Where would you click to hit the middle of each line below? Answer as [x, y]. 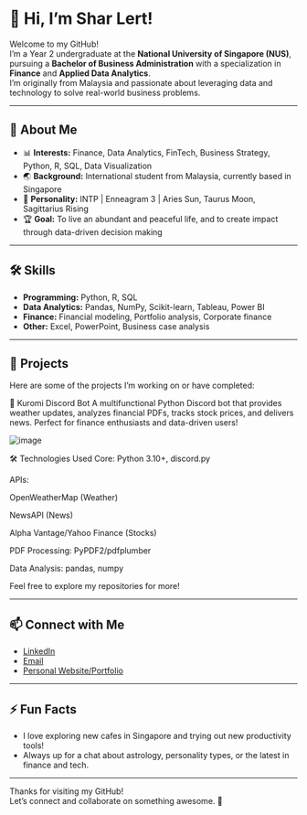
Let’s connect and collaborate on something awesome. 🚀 [116, 801]
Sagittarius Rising [56, 209]
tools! [33, 745]
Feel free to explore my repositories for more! [95, 586]
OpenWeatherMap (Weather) [64, 498]
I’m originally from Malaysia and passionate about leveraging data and [141, 82]
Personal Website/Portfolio [73, 670]
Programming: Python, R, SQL [80, 297]
